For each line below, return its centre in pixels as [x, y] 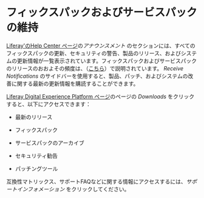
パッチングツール [36, 168]
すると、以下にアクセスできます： [49, 104]
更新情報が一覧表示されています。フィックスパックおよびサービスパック [107, 61]
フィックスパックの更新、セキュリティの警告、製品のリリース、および [93, 53]
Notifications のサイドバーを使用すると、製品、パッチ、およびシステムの [97, 76]
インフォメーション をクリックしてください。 [73, 189]
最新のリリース [34, 117]
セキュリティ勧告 [36, 155]
